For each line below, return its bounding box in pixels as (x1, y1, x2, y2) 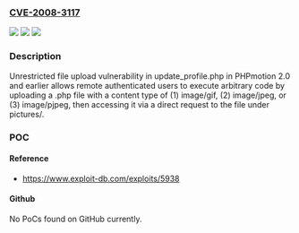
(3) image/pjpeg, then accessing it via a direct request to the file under (9, 99, 270, 109)
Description (9, 50, 62, 63)
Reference (9, 153, 49, 164)
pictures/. (9, 108, 45, 119)
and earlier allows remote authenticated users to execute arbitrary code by (9, 80, 285, 91)
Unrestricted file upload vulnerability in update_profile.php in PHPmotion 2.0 (9, 70, 291, 82)
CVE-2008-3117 (9, 6, 81, 19)
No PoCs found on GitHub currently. (9, 213, 142, 224)
